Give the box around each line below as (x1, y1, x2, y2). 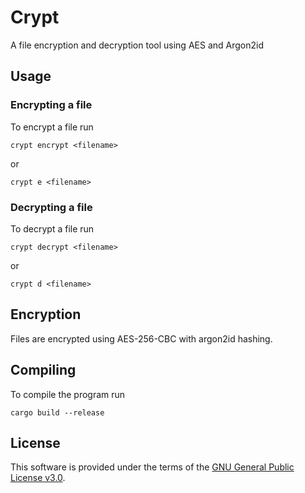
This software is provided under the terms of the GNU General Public (10, 461, 295, 473)
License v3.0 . (10, 472, 66, 484)
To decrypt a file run (10, 222, 95, 235)
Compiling (10, 362, 77, 379)
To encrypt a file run (10, 121, 94, 133)
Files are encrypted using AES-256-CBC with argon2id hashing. (10, 332, 273, 345)
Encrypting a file (10, 98, 93, 112)
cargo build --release (10, 407, 105, 418)
